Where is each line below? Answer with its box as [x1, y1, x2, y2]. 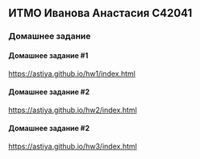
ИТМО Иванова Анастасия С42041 [8, 6, 193, 20]
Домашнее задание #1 [8, 50, 89, 60]
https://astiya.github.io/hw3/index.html [8, 141, 137, 151]
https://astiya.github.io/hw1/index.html [8, 69, 135, 78]
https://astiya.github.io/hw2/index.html [8, 105, 137, 115]
